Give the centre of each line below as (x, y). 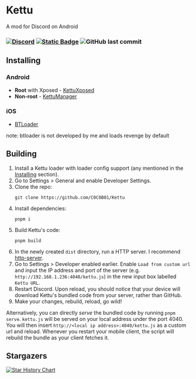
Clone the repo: (33, 187)
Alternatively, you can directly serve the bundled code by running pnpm (91, 313)
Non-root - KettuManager (46, 96)
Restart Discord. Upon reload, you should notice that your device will (97, 289)
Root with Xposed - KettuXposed (54, 90)
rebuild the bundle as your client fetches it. (58, 337)
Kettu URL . (27, 282)
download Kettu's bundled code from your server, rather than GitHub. (98, 295)
